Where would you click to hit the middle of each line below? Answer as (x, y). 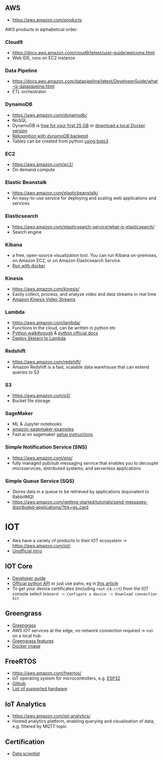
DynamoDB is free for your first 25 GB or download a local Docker (79, 125)
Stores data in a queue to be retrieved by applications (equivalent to (81, 491)
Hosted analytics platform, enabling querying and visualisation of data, (83, 721)
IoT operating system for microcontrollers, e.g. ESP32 (66, 678)
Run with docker (29, 265)
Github (19, 684)
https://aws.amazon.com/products (47, 20)
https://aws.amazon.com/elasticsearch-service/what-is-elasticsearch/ (83, 227)
